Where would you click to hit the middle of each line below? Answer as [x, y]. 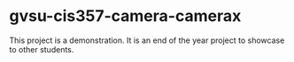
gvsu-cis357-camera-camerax [125, 16]
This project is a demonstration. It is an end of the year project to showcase [147, 40]
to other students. [42, 49]
